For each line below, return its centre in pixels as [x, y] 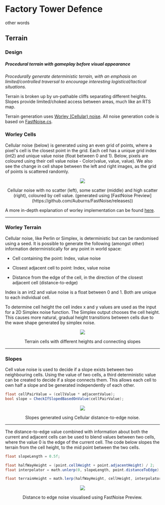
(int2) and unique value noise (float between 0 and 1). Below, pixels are [77, 156]
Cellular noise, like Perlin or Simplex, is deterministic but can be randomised [82, 238]
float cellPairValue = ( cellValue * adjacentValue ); [60, 394]
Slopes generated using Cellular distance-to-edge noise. [82, 417]
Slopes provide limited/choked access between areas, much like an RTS [78, 101]
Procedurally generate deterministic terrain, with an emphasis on [71, 76]
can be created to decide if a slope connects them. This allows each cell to [81, 380]
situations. [16, 87]
